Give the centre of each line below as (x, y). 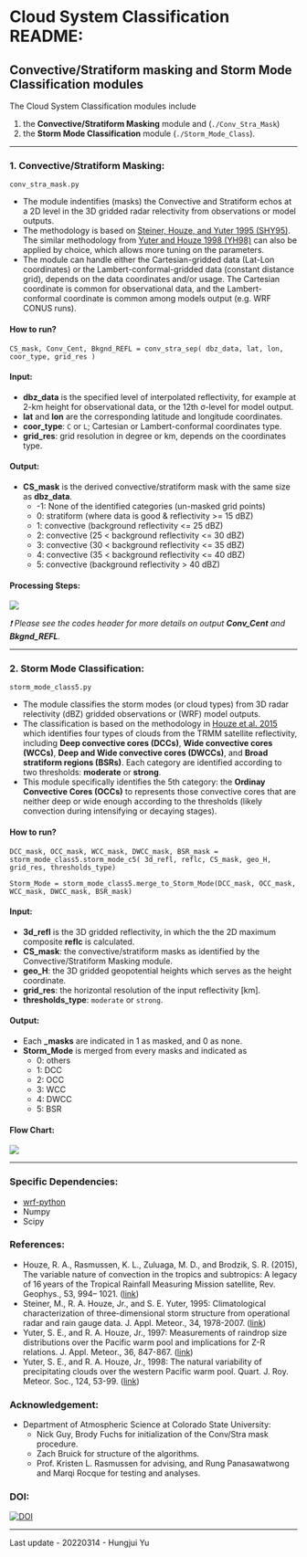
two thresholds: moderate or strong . (92, 773)
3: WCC (51, 1089)
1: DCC (49, 1070)
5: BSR (49, 1109)
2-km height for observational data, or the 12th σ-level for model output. (158, 406)
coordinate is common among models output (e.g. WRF (168, 299)
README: (47, 36)
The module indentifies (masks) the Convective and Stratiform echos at (157, 202)
